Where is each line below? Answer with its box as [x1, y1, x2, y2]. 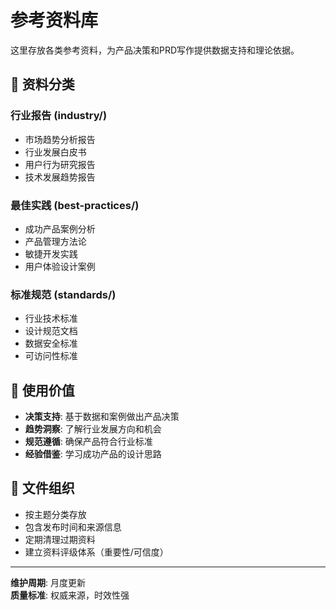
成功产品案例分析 [24, 222, 96, 235]
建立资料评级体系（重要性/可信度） [24, 546, 169, 558]
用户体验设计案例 [24, 260, 96, 272]
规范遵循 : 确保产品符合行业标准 [24, 436, 153, 448]
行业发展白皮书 [24, 146, 87, 158]
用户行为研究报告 [24, 158, 96, 170]
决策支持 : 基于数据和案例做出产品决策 [24, 411, 180, 423]
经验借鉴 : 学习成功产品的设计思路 [24, 448, 162, 460]
